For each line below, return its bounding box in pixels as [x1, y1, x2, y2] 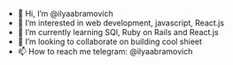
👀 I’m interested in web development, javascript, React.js [17, 18, 224, 28]
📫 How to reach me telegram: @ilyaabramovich [17, 47, 193, 56]
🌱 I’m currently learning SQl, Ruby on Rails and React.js [17, 27, 219, 37]
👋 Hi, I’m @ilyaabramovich [17, 9, 113, 18]
